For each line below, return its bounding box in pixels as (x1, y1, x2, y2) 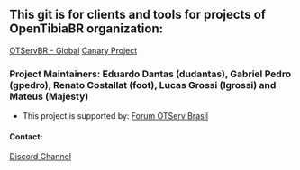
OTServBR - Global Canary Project (9, 45, 138, 56)
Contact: (9, 130, 43, 142)
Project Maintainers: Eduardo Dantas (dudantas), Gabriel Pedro (9, 67, 291, 80)
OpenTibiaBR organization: (9, 22, 164, 37)
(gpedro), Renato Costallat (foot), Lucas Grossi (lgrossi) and (9, 78, 277, 91)
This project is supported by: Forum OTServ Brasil (22, 111, 209, 121)
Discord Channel (9, 151, 72, 162)
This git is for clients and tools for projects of (9, 7, 267, 22)
